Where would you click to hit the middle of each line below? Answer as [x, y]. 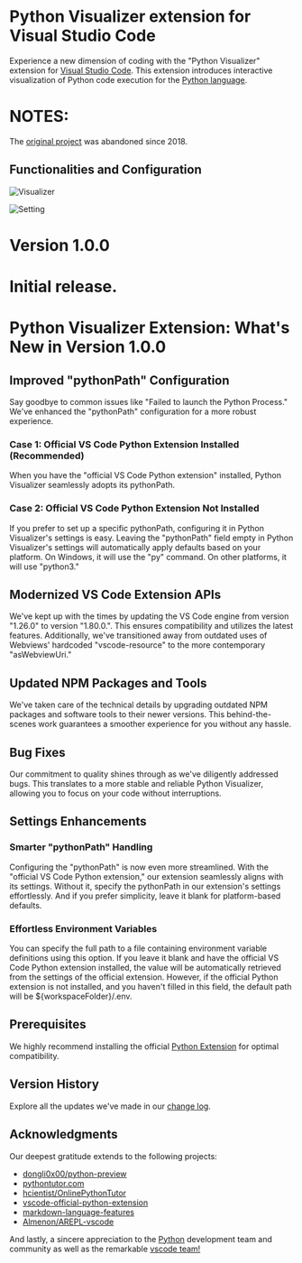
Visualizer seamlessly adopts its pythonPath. [92, 485]
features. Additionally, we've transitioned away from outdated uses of [138, 636]
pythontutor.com [53, 1183]
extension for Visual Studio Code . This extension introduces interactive [141, 70]
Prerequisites [48, 1024]
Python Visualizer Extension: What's [150, 328]
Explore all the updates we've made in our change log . [110, 1106]
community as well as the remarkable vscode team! [105, 1249]
